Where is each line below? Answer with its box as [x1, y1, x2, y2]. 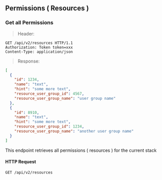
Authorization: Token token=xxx [5, 45, 73, 50]
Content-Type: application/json [5, 49, 73, 54]
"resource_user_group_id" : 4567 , [14, 91, 85, 96]
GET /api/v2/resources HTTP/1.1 [5, 40, 73, 45]
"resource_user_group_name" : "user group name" [14, 96, 116, 101]
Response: [17, 58, 40, 64]
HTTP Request [5, 159, 36, 165]
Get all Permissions [5, 19, 54, 26]
